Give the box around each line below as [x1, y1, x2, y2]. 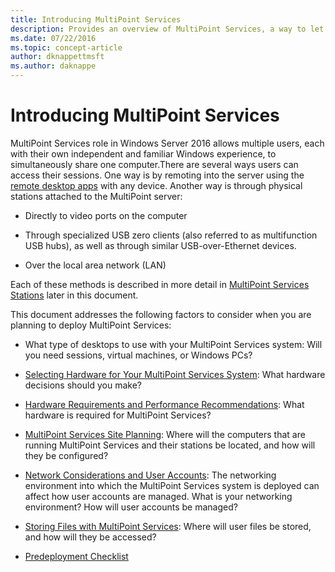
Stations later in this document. [10, 289, 139, 301]
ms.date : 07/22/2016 [10, 33, 97, 43]
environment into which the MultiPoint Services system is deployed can [24, 479, 320, 491]
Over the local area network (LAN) [24, 259, 167, 271]
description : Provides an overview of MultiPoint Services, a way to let [10, 24, 325, 34]
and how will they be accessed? [24, 531, 157, 543]
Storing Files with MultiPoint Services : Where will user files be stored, [24, 520, 312, 532]
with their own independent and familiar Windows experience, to [10, 147, 277, 160]
